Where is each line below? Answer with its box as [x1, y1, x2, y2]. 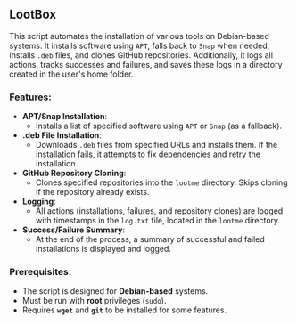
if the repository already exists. [35, 187, 150, 198]
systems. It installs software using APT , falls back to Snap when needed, [9, 40, 270, 51]
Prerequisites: [9, 266, 72, 279]
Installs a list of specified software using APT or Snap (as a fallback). [35, 120, 283, 132]
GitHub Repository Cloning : [21, 168, 127, 179]
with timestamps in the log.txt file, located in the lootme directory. [35, 215, 281, 226]
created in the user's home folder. [9, 69, 134, 79]
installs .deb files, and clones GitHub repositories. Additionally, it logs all [9, 49, 274, 61]
